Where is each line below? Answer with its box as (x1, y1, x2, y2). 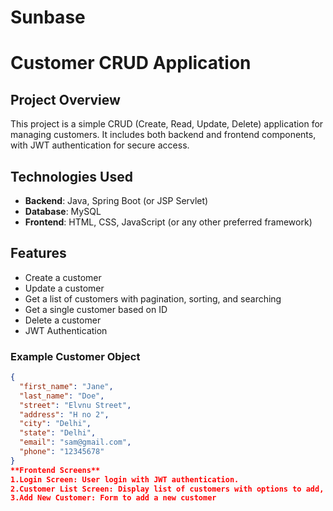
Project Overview (10, 91, 121, 108)
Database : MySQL (24, 206, 102, 217)
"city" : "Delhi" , (19, 419, 92, 429)
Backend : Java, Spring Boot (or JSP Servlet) (24, 195, 209, 206)
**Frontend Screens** (10, 465, 101, 475)
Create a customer (24, 271, 102, 283)
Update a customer (24, 282, 105, 294)
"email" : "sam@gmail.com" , (19, 437, 132, 448)
